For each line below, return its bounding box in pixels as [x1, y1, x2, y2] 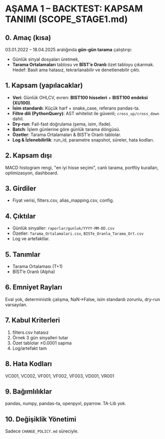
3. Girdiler [5, 184, 36, 193]
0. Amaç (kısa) [5, 33, 51, 42]
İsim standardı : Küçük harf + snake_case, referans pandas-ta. [12, 105, 140, 111]
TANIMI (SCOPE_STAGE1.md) [5, 13, 128, 25]
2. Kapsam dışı [5, 151, 52, 160]
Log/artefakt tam [12, 345, 47, 351]
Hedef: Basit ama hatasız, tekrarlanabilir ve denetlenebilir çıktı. [12, 67, 141, 73]
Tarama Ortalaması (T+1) [12, 264, 63, 270]
